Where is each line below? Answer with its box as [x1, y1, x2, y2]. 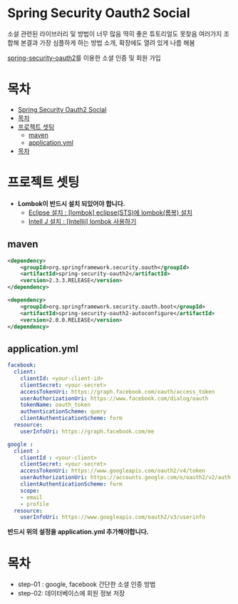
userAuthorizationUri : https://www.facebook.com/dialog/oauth [20, 394, 209, 402]
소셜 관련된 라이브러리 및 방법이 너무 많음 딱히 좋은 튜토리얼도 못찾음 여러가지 [7, 29, 222, 38]
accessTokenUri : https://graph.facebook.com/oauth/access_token [20, 388, 215, 395]
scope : [20, 487, 40, 494]
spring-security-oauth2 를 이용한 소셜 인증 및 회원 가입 [7, 53, 162, 62]
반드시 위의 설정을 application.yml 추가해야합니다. [7, 528, 149, 536]
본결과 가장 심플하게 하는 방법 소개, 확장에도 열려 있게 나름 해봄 [20, 38, 195, 47]
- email [20, 493, 43, 501]
